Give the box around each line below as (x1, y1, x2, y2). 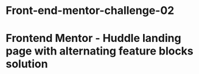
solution (5, 57, 48, 71)
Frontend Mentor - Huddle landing (5, 32, 181, 45)
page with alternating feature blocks (5, 44, 194, 58)
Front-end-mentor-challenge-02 (5, 4, 175, 18)
